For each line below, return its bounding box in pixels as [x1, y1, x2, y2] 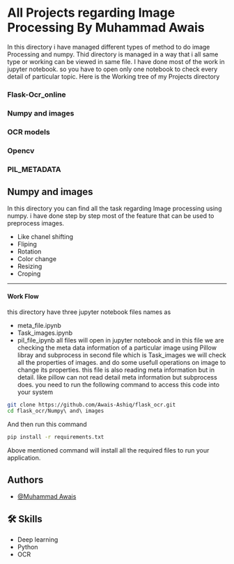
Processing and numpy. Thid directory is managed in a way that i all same [7, 50, 219, 58]
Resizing [17, 263, 42, 271]
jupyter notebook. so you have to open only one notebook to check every [7, 65, 218, 73]
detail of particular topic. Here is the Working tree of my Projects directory [7, 72, 220, 81]
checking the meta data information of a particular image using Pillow [17, 343, 217, 352]
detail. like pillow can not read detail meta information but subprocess [17, 373, 217, 381]
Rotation [17, 247, 42, 256]
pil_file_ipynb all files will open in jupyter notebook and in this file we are [17, 336, 224, 344]
